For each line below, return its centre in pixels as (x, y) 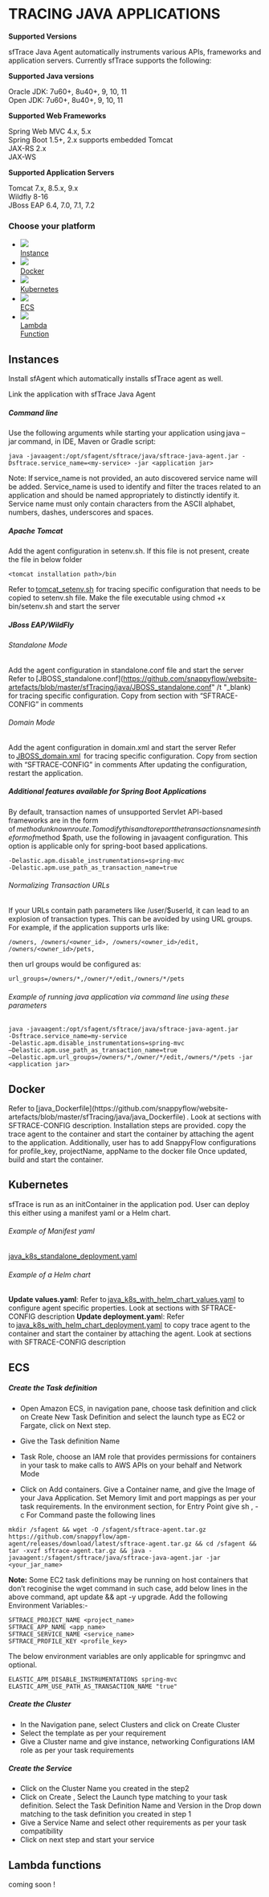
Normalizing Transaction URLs (59, 885)
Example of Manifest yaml (51, 1231)
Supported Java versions (51, 76)
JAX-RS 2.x (27, 148)
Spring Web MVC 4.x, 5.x (50, 131)
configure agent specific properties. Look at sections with (104, 1308)
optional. (23, 1665)
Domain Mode (32, 723)
